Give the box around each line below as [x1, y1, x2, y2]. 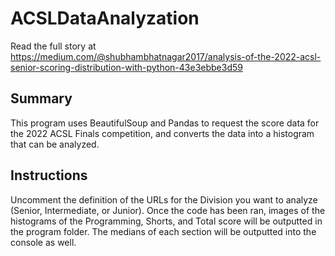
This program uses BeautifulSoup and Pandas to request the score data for [10, 117, 320, 129]
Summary [10, 90, 73, 107]
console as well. [10, 236, 77, 248]
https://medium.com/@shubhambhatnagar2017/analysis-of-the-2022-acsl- [10, 50, 322, 62]
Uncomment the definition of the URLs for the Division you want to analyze [10, 193, 318, 206]
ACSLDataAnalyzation [10, 7, 200, 30]
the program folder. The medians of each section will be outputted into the [10, 225, 317, 237]
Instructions [10, 167, 88, 184]
